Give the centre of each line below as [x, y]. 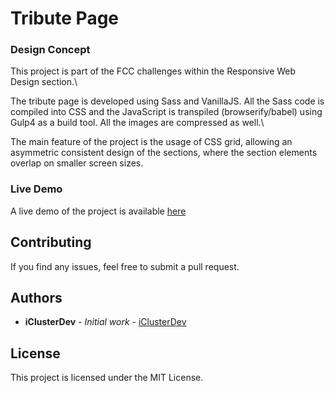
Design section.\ [44, 82]
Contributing [51, 242]
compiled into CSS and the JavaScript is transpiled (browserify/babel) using [166, 112]
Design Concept [50, 50]
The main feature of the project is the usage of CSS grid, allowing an [151, 142]
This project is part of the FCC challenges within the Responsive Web [153, 71]
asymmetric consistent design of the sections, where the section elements [164, 153]
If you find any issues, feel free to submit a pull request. [125, 266]
